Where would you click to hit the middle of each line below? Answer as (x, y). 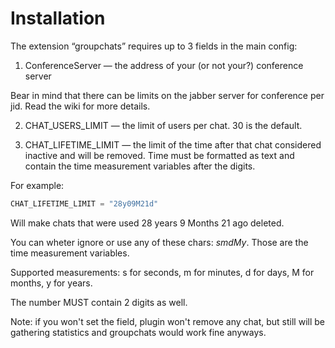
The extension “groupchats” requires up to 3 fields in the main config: (154, 46)
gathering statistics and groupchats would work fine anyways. (138, 332)
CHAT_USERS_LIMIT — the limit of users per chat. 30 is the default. (163, 125)
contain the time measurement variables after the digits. (140, 166)
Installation (58, 18)
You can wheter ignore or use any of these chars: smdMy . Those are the (159, 242)
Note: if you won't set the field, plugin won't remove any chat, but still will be (167, 321)
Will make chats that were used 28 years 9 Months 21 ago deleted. (147, 223)
